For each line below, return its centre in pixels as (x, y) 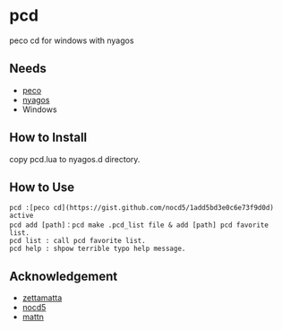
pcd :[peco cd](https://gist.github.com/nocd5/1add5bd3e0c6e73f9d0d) (142, 208)
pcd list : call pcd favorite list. (77, 241)
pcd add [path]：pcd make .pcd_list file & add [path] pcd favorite (139, 225)
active (21, 216)
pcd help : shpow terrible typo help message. (98, 249)
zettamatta (42, 298)
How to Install (48, 138)
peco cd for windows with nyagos (72, 40)
